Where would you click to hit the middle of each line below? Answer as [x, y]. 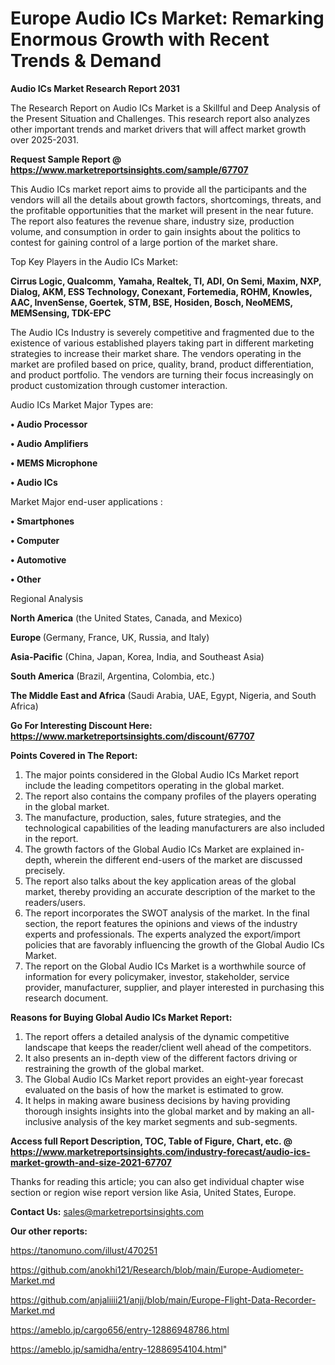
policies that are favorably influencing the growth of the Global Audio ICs [174, 944]
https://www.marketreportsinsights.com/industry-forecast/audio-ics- [160, 1151]
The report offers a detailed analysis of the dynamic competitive [157, 1036]
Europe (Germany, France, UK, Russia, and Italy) [110, 637]
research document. [66, 998]
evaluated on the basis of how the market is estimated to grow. [154, 1089]
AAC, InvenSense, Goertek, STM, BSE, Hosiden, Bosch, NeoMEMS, [151, 302]
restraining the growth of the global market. [114, 1068]
